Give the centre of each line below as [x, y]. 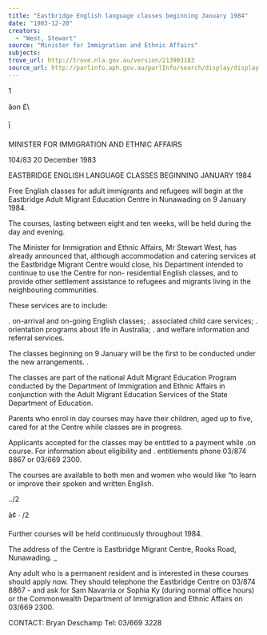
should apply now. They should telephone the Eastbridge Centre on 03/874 [132, 581]
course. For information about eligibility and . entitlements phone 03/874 [128, 451]
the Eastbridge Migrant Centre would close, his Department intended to [126, 264]
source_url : [28, 68]
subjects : [25, 53]
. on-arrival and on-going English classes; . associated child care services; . [133, 320]
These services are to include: [58, 305]
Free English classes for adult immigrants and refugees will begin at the [126, 191]
